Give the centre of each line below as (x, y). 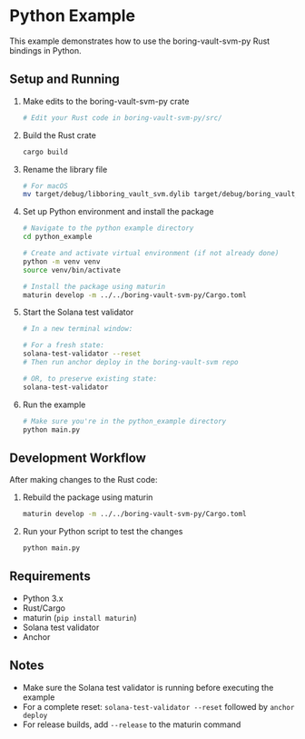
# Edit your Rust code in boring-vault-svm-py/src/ (122, 118)
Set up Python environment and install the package (118, 212)
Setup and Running (64, 80)
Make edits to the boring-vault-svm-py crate (106, 101)
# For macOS (45, 186)
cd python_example (57, 237)
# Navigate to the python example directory (108, 228)
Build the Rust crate (59, 135)
